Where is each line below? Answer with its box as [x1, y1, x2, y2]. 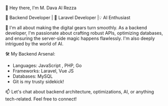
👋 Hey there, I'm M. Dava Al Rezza [5, 5, 77, 11]
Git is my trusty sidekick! [12, 79, 64, 84]
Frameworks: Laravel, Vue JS [12, 68, 74, 74]
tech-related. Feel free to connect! [5, 96, 77, 102]
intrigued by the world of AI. [5, 41, 64, 46]
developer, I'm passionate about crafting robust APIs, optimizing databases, [5, 30, 163, 36]
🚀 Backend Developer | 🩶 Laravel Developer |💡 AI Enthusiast [5, 15, 131, 20]
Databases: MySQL [12, 73, 53, 79]
